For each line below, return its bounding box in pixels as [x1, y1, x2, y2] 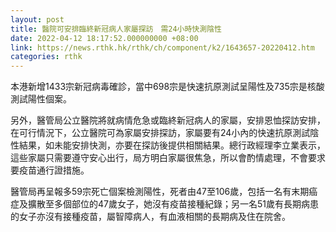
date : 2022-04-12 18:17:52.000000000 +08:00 [10, 33, 199, 43]
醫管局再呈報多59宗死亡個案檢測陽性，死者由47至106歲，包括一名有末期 [10, 186, 310, 198]
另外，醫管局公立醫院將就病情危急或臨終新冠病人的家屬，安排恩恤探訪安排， [10, 114, 326, 126]
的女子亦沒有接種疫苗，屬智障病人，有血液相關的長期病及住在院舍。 [10, 211, 291, 223]
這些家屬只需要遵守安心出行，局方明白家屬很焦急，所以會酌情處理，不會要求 [10, 152, 326, 164]
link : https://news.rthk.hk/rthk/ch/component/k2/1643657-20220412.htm [10, 42, 315, 53]
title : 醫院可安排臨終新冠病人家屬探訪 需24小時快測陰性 [10, 24, 222, 34]
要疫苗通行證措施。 [10, 164, 90, 176]
